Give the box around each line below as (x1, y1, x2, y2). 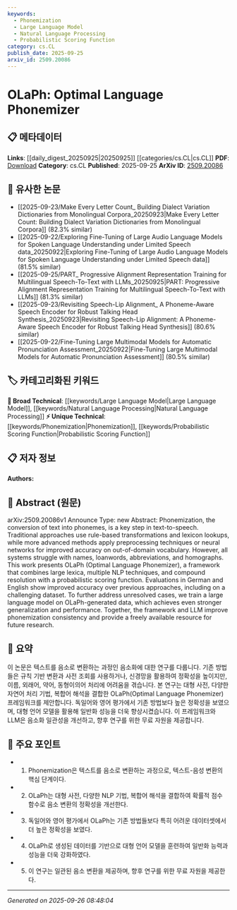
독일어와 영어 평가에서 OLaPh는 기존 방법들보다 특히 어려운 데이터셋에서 (28, 816, 227, 825)
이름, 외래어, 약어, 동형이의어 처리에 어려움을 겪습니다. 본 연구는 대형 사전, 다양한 (7, 680, 229, 688)
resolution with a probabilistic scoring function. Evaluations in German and (7, 576, 224, 584)
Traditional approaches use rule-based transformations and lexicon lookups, (7, 530, 230, 539)
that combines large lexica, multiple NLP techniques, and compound (7, 569, 206, 576)
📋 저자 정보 (7, 452, 56, 464)
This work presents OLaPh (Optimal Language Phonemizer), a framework (7, 561, 220, 569)
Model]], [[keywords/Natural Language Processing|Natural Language (7, 404, 208, 413)
